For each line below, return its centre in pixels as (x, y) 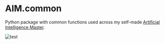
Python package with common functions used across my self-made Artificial (82, 22)
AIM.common (33, 9)
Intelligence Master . (25, 27)
